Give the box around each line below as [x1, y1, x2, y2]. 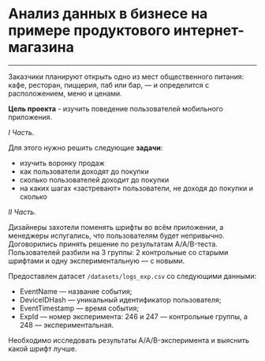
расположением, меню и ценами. [8, 88, 122, 98]
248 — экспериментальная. [19, 320, 114, 329]
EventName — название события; [19, 286, 132, 296]
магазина [8, 39, 75, 56]
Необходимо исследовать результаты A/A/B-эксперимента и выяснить [8, 335, 250, 344]
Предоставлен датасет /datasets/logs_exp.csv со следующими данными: [8, 271, 257, 280]
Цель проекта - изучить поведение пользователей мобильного [8, 103, 223, 113]
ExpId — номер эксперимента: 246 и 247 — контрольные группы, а [19, 311, 248, 321]
